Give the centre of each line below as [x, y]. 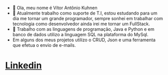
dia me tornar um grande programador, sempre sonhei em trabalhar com [88, 18]
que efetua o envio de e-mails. [44, 45]
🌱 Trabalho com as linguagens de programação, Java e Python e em [83, 29]
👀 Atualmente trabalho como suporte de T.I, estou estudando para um [85, 13]
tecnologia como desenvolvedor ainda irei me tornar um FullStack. [81, 24]
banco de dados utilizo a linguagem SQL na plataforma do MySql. [80, 34]
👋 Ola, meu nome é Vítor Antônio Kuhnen [55, 8]
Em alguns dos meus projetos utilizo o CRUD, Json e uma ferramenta [84, 40]
